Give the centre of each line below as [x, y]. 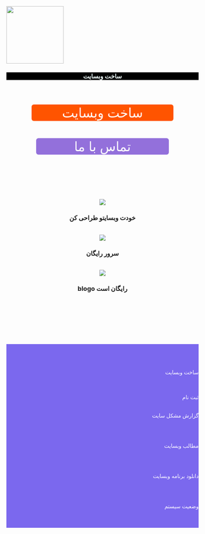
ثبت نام [190, 397]
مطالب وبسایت [181, 446]
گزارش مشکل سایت [175, 416]
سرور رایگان [103, 253]
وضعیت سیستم [182, 506]
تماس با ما [103, 147]
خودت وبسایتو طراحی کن [103, 218]
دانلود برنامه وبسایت [176, 476]
